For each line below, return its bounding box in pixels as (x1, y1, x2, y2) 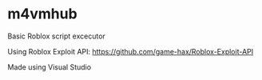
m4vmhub (7, 5, 77, 23)
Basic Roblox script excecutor (7, 31, 105, 41)
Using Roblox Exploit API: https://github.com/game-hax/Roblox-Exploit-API (7, 46, 254, 56)
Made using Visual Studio (7, 62, 92, 72)
